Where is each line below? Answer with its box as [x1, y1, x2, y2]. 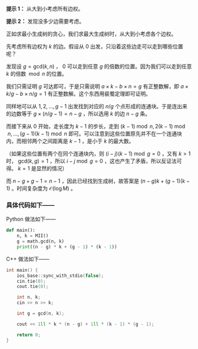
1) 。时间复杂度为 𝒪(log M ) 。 [6, 185, 77, 192]
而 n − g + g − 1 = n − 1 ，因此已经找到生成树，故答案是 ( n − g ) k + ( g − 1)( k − [6, 177, 190, 185]
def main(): [6, 227, 35, 234]
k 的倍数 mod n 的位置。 [6, 70, 68, 77]
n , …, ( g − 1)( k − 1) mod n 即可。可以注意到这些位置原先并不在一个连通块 [7, 130, 183, 137]
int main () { [6, 267, 38, 273]
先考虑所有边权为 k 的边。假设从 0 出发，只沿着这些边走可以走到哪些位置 [6, 43, 184, 50]
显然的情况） [36, 165, 68, 172]
